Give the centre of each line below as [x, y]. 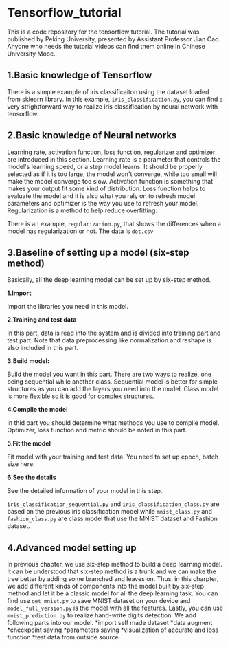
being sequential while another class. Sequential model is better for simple [112, 382]
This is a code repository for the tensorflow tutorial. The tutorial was [103, 32]
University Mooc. [32, 54]
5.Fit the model [29, 443]
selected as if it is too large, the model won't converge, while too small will [112, 174]
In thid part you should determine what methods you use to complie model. [113, 423]
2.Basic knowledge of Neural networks [92, 135]
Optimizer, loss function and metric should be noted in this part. [97, 430]
